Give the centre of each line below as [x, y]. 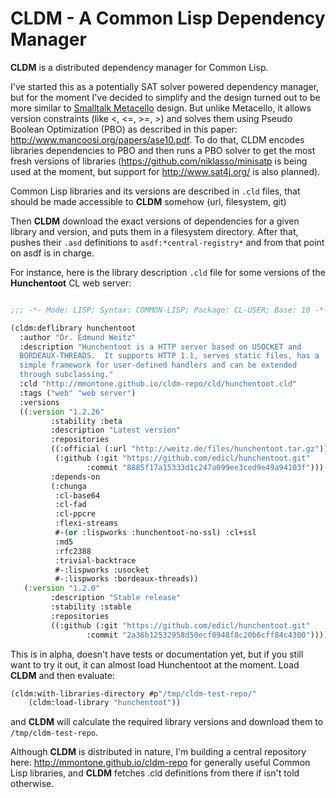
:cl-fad [70, 505]
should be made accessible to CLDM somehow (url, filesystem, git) [148, 201]
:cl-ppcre [75, 514]
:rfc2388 [73, 551]
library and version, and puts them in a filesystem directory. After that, [154, 231]
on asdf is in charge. [52, 253]
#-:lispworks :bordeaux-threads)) [126, 579]
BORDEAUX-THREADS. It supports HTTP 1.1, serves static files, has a [169, 356]
